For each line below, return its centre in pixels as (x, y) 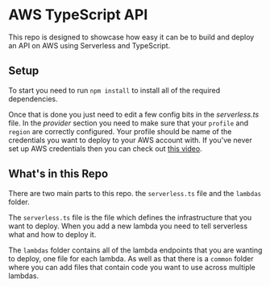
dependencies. (33, 99)
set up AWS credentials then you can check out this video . (106, 148)
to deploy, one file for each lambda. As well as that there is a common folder (131, 258)
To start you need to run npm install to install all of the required (114, 90)
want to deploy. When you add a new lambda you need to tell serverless (128, 226)
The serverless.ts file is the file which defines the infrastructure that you (130, 217)
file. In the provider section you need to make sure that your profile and (129, 123)
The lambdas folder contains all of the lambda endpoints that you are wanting (135, 250)
